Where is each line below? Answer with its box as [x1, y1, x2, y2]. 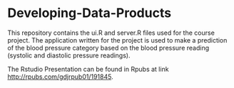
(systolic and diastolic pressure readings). [7, 51, 131, 60]
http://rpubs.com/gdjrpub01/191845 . [7, 72, 113, 81]
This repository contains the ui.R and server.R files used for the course [7, 28, 215, 37]
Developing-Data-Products [7, 5, 172, 21]
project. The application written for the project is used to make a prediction [7, 35, 228, 44]
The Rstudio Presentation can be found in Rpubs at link [7, 65, 169, 73]
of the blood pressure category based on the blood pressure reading [7, 43, 210, 52]
